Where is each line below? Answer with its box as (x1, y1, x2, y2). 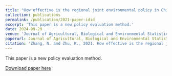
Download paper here (5, 65, 51, 71)
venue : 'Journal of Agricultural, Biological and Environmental (5, 31, 145, 36)
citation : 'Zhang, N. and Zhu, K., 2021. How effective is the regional (5, 41, 164, 46)
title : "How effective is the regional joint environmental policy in (5, 7, 159, 13)
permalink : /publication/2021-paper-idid (5, 17, 95, 22)
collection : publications (5, 12, 60, 17)
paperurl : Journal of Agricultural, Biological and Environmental (5, 36, 150, 42)
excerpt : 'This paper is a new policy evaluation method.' (5, 22, 134, 27)
